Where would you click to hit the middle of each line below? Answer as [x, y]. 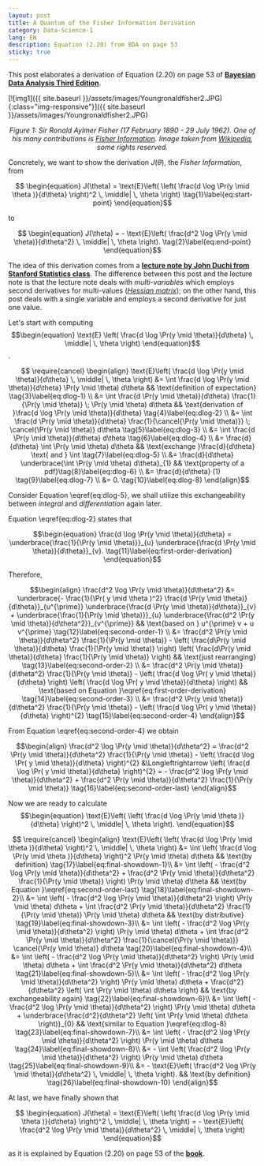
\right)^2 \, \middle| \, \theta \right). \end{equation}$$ [148, 824]
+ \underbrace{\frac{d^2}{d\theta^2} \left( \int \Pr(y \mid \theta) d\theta [132, 1015]
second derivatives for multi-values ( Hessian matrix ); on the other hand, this [132, 290]
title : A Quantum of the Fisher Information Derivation [102, 23]
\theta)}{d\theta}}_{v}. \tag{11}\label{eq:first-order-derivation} [132, 551]
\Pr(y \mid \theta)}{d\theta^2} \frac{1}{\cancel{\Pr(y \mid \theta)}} [132, 940]
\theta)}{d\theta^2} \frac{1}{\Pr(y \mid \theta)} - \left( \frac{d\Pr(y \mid [132, 640]
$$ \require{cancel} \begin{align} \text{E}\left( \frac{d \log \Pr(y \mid [132, 371]
